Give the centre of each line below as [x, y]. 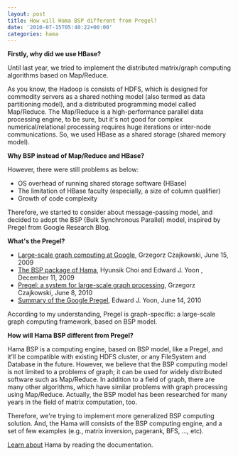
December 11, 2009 [46, 277]
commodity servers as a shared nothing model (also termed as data [107, 97]
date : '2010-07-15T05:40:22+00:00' [60, 27]
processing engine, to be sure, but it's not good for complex [95, 120]
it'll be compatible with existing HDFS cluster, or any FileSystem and [107, 357]
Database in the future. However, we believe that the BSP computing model [118, 364]
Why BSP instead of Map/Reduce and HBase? [76, 156]
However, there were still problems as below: [73, 170]
